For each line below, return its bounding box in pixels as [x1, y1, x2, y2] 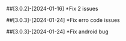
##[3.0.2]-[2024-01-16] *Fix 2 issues [6, 5, 98, 12]
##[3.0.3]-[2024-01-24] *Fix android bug [6, 28, 109, 35]
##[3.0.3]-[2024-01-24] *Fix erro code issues [6, 17, 120, 23]
